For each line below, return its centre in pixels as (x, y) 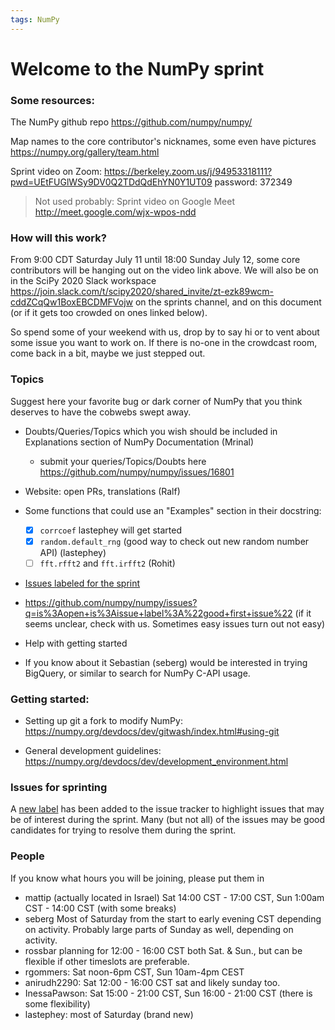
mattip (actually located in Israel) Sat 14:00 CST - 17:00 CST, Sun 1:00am (174, 897)
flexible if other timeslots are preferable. (107, 961)
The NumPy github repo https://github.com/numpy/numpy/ (131, 122)
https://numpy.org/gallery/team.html (85, 152)
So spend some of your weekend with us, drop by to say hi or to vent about (165, 332)
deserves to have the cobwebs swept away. (101, 412)
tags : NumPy (35, 19)
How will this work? (58, 238)
